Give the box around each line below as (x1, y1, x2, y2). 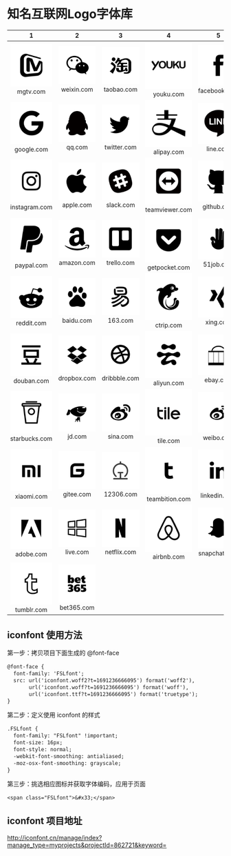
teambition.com (146, 495, 191, 503)
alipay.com (153, 148, 184, 156)
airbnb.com (152, 553, 186, 561)
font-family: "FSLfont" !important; (13, 733, 118, 739)
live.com (65, 548, 89, 556)
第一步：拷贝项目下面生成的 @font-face (7, 649, 120, 657)
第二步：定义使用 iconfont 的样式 (7, 711, 100, 719)
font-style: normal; (13, 746, 72, 753)
